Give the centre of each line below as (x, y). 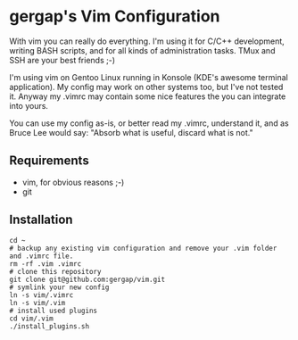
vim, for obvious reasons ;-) (73, 182)
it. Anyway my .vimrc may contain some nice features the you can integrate (148, 96)
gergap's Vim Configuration (115, 17)
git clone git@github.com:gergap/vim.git (87, 279)
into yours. (29, 105)
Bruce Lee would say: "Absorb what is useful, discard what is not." (131, 132)
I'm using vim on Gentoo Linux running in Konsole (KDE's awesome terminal (149, 77)
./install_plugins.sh (50, 326)
